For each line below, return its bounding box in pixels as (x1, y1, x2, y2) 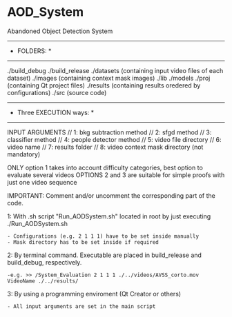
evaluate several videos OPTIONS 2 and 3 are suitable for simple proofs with (7, 170, 225, 179)
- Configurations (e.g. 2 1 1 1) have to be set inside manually (7, 232, 199, 240)
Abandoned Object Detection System (7, 27, 113, 35)
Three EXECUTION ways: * (17, 108, 95, 116)
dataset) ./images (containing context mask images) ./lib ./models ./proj (7, 74, 211, 82)
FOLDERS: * (17, 46, 52, 55)
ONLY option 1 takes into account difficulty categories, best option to (7, 163, 204, 172)
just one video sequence (7, 178, 77, 186)
